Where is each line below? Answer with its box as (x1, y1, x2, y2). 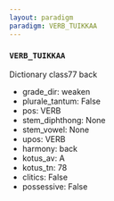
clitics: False (21, 172, 69, 182)
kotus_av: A (21, 153, 65, 163)
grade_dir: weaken (21, 86, 91, 96)
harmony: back (21, 143, 78, 154)
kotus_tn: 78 (21, 162, 68, 172)
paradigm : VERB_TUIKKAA (9, 21, 98, 30)
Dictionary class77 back (9, 69, 98, 80)
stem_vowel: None (21, 124, 90, 135)
